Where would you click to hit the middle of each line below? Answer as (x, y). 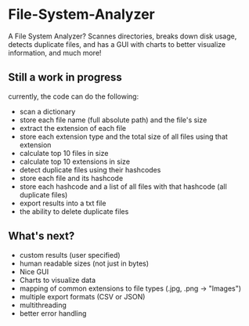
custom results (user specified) (70, 255)
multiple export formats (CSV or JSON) (82, 296)
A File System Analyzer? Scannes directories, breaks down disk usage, (123, 36)
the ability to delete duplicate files (74, 211)
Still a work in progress (65, 77)
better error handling (53, 313)
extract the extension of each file (73, 128)
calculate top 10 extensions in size (75, 161)
